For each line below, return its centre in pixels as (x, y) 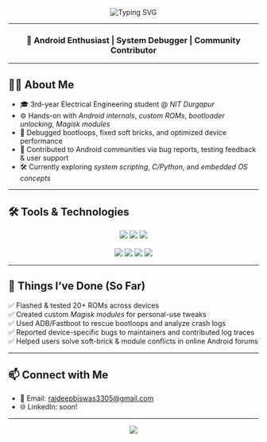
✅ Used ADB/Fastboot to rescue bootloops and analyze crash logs (117, 323)
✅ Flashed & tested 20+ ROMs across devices (84, 305)
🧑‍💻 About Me (41, 85)
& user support (44, 158)
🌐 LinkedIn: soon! (48, 406)
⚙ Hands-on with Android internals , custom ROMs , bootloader (122, 116)
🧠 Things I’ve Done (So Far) (77, 286)
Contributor (133, 50)
